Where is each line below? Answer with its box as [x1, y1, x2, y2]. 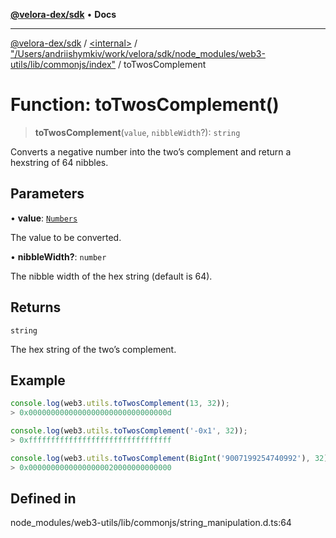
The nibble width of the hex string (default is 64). [10, 270, 213, 282]
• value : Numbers [10, 212, 78, 224]
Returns [10, 299, 62, 316]
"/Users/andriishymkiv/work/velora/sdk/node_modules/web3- [10, 48, 266, 59]
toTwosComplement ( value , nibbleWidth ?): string [34, 126, 241, 138]
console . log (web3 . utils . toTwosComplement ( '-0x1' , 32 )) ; [10, 426, 248, 436]
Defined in [10, 490, 77, 508]
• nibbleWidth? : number [10, 250, 107, 263]
